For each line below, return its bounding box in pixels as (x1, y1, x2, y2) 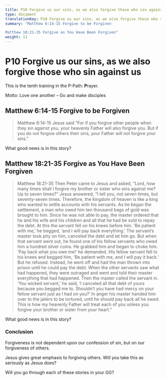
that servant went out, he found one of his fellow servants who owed (17, 238, 157, 244)
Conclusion (5, 329, 34, 335)
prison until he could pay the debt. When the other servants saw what (17, 264, 160, 270)
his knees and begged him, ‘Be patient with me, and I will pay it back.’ (17, 254, 159, 260)
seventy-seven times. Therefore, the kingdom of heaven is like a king (17, 196, 158, 202)
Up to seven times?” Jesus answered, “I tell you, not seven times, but (17, 191, 158, 197)
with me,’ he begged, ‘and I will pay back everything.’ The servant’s (17, 228, 154, 234)
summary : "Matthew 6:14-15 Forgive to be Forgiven (5, 21, 112, 26)
